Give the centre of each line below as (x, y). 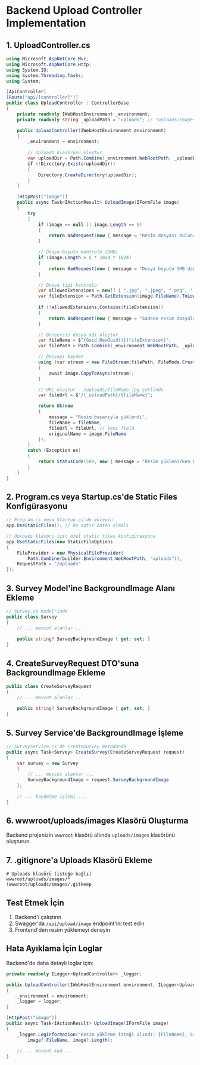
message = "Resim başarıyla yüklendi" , (98, 417)
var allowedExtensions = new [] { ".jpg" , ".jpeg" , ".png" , (112, 290)
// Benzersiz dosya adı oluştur (78, 335)
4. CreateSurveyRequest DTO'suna (73, 663)
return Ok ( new (55, 406)
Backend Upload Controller (74, 10)
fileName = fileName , (75, 423)
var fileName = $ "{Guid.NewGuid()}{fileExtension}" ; (104, 340)
